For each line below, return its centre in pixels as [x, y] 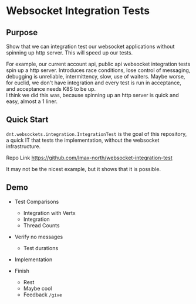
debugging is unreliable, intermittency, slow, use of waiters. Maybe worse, [96, 76]
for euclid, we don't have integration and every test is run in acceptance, [94, 83]
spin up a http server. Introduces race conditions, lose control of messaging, [98, 70]
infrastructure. [23, 146]
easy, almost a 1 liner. [32, 101]
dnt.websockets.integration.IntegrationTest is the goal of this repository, [97, 134]
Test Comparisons [37, 201]
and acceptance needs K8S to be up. [51, 89]
